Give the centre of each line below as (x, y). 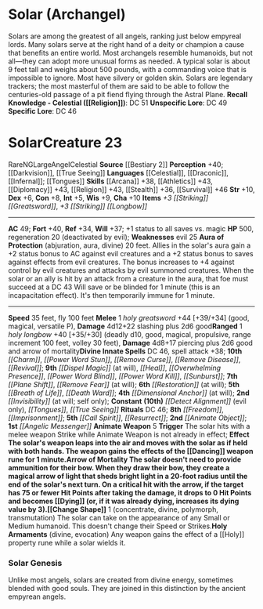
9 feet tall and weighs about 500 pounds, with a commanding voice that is (127, 69)
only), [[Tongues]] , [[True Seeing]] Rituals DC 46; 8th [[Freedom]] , (116, 409)
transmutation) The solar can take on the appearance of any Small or (119, 517)
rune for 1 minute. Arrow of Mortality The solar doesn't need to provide (125, 459)
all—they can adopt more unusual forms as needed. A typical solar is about (129, 61)
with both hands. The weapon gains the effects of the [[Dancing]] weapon (131, 451)
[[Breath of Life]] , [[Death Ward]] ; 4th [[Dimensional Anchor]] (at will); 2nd (129, 393)
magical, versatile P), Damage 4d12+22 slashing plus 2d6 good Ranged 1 (125, 326)
